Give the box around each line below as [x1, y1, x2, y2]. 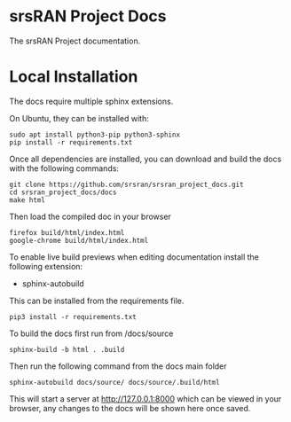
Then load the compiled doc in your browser [9, 211, 171, 222]
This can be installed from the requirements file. [9, 295, 185, 306]
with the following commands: [9, 162, 120, 174]
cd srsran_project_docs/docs [9, 188, 117, 197]
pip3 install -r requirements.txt [9, 312, 138, 321]
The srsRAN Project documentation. [9, 35, 141, 46]
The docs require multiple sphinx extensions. [9, 96, 174, 106]
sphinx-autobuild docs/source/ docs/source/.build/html [9, 378, 220, 387]
